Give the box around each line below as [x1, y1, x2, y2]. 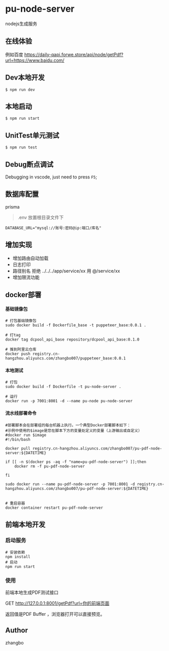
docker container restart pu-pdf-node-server [5, 505, 103, 510]
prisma [5, 203, 20, 210]
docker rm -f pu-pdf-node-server [14, 463, 85, 469]
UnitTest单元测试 [5, 131, 59, 140]
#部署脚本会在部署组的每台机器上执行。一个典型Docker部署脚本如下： [5, 423, 131, 428]
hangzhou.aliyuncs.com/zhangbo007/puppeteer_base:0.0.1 [5, 356, 126, 361]
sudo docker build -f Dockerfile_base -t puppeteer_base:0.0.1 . [5, 323, 146, 328]
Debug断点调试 [5, 160, 54, 169]
